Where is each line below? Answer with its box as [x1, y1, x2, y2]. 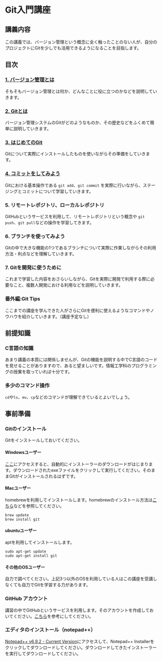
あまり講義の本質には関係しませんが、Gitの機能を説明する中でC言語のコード [5, 357, 158, 363]
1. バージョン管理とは [5, 76, 55, 83]
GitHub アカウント [5, 595, 48, 602]
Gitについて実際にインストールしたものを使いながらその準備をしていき [5, 151, 146, 157]
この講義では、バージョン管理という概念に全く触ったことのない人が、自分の [5, 39, 158, 45]
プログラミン [131, 363, 157, 369]
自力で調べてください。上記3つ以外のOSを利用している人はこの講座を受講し [5, 576, 157, 582]
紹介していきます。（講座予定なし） [21, 313, 92, 319]
